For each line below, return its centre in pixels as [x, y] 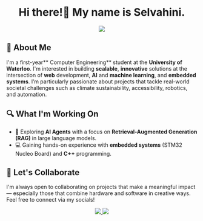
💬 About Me [29, 48]
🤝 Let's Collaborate [43, 172]
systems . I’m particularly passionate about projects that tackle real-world [98, 82]
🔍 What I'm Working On [52, 114]
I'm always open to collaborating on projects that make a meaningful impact [101, 187]
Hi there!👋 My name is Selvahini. [102, 12]
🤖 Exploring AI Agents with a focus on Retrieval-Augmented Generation [106, 132]
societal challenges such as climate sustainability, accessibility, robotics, [97, 88]
